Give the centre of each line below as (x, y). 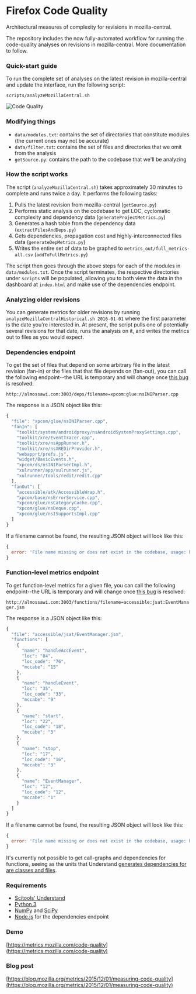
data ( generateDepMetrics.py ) (50, 242)
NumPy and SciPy (36, 910)
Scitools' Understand (40, 898)
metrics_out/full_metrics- (157, 249)
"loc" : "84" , (37, 656)
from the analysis (35, 153)
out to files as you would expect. (45, 337)
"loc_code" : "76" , (44, 661)
